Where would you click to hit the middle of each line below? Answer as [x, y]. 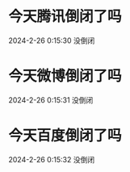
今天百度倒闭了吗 [65, 136]
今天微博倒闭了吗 [65, 76]
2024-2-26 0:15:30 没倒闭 [52, 40]
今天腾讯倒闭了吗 [65, 17]
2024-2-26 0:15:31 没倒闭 [51, 100]
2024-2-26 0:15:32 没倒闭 [52, 159]
